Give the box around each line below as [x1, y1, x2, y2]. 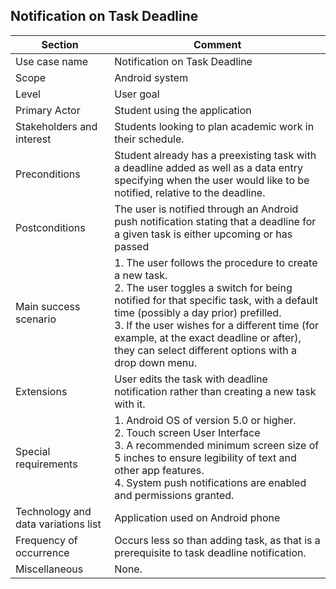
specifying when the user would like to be [114, 173, 310, 187]
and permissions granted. [114, 488, 235, 502]
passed [114, 239, 150, 253]
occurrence [15, 545, 70, 559]
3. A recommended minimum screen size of [114, 438, 320, 452]
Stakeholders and [15, 119, 98, 133]
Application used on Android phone [114, 510, 281, 524]
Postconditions [15, 220, 86, 234]
